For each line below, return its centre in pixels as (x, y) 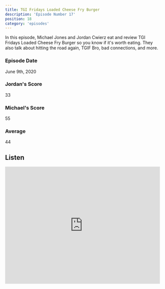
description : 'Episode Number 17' (41, 14)
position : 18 (18, 19)
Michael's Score (25, 108)
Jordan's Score (24, 84)
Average (15, 131)
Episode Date (21, 61)
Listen (15, 158)
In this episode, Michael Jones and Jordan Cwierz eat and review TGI (75, 37)
